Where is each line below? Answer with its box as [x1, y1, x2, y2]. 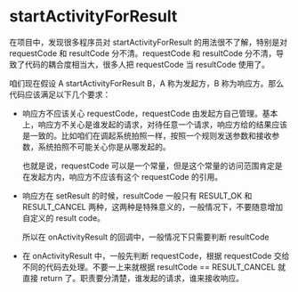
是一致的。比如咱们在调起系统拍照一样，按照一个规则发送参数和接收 [21, 130, 272, 141]
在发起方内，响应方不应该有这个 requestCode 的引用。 [21, 171, 223, 182]
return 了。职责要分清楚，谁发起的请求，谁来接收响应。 [39, 272, 245, 283]
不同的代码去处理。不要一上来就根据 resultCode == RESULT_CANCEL [21, 261, 276, 272]
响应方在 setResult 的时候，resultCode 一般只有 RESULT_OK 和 [21, 190, 253, 201]
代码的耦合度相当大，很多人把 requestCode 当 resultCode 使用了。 [24, 59, 270, 69]
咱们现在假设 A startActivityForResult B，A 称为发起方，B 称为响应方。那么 [9, 77, 285, 88]
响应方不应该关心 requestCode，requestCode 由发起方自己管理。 [21, 108, 262, 118]
